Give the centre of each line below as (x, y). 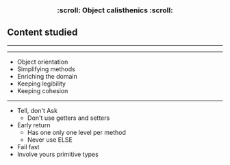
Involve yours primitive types (58, 154)
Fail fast (28, 147)
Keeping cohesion (42, 90)
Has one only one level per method (77, 132)
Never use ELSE (50, 140)
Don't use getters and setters (68, 118)
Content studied (42, 33)
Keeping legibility (41, 84)
